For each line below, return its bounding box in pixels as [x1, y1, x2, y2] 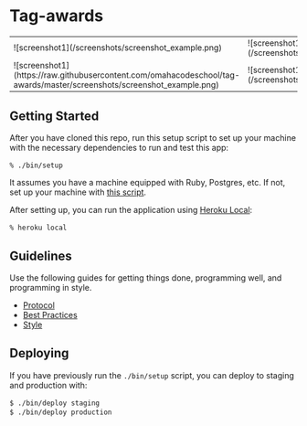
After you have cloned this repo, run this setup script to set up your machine [9, 133, 297, 144]
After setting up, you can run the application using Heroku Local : [9, 205, 253, 216]
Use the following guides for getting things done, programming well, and [9, 272, 282, 283]
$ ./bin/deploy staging [9, 399, 101, 408]
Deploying [9, 346, 69, 361]
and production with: [9, 379, 88, 390]
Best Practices [22, 310, 78, 321]
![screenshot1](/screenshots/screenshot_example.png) [13, 42, 222, 53]
